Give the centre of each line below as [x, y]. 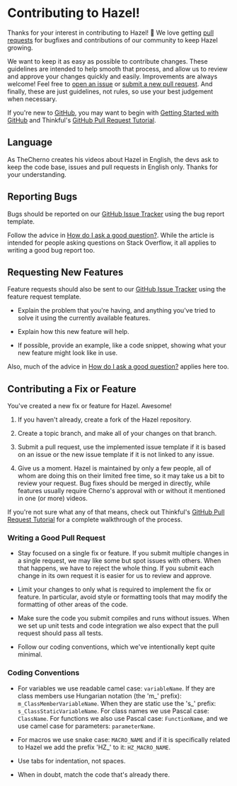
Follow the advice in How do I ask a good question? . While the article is [111, 235]
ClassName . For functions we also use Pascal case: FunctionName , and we [123, 718]
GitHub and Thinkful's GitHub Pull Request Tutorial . [82, 120]
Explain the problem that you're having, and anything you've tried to [116, 311]
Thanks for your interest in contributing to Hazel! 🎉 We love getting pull [111, 33]
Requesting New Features [65, 272]
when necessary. [33, 99]
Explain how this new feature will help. [73, 332]
